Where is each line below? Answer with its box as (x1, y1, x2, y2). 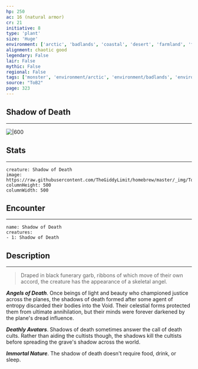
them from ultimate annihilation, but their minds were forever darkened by (6, 308, 185, 315)
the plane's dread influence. (6, 315, 74, 322)
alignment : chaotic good (6, 47, 67, 53)
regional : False (6, 69, 46, 75)
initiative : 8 (6, 25, 41, 31)
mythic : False (6, 63, 41, 70)
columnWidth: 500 (6, 187, 49, 193)
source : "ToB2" (6, 80, 44, 86)
